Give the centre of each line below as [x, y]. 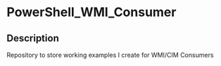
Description [33, 38]
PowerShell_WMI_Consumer [91, 12]
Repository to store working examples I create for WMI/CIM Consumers [110, 55]
